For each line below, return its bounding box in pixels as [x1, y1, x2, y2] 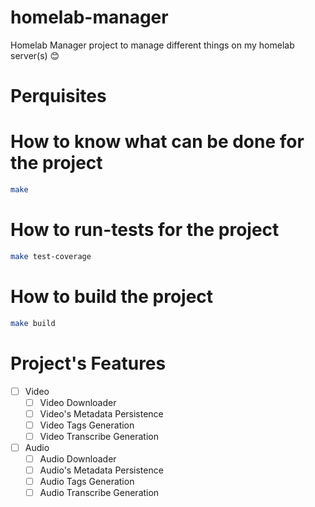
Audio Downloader [39, 452, 117, 465]
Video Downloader [39, 396, 117, 408]
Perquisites [10, 85, 107, 108]
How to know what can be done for [10, 131, 305, 153]
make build [10, 318, 56, 328]
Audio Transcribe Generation [39, 487, 160, 499]
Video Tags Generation [39, 419, 135, 431]
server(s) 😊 [10, 49, 60, 61]
